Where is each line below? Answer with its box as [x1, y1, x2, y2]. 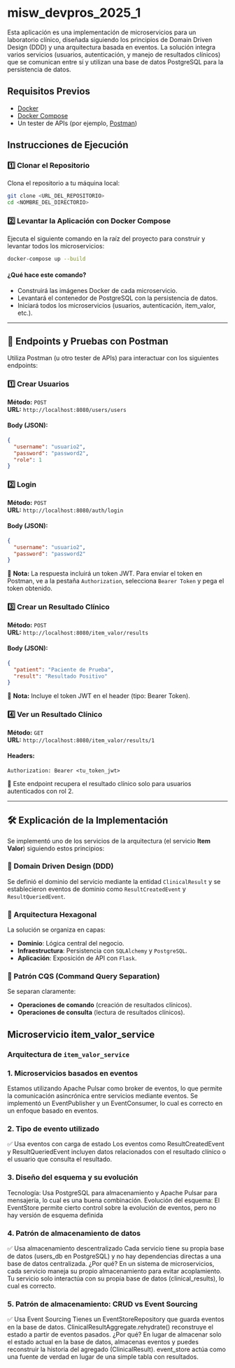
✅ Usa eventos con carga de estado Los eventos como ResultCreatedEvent [7, 1140, 225, 1148]
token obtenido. [7, 584, 52, 592]
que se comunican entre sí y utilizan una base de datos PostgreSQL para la [7, 57, 224, 66]
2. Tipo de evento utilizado [7, 1124, 99, 1134]
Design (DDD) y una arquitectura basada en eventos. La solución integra [7, 43, 215, 51]
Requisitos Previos [7, 85, 91, 97]
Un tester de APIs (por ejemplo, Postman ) [17, 119, 138, 127]
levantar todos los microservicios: [7, 242, 105, 250]
